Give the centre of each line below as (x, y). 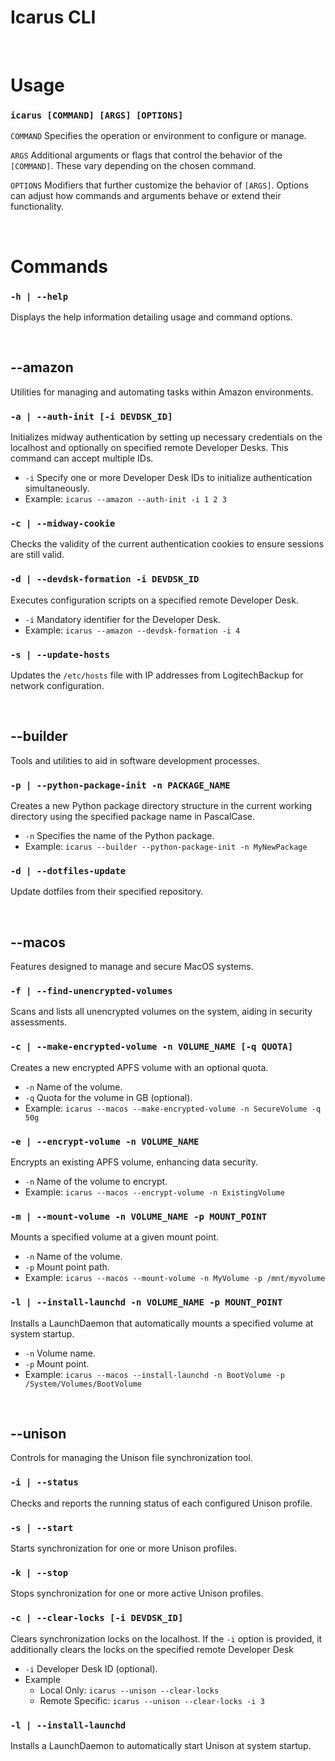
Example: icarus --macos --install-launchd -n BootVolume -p (154, 1374)
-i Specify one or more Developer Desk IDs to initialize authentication (168, 478)
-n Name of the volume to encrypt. (96, 1182)
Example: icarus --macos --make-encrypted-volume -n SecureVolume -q (173, 1108)
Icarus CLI (53, 17)
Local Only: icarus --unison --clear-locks (129, 1690)
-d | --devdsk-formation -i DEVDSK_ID (105, 579)
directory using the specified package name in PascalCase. (133, 817)
